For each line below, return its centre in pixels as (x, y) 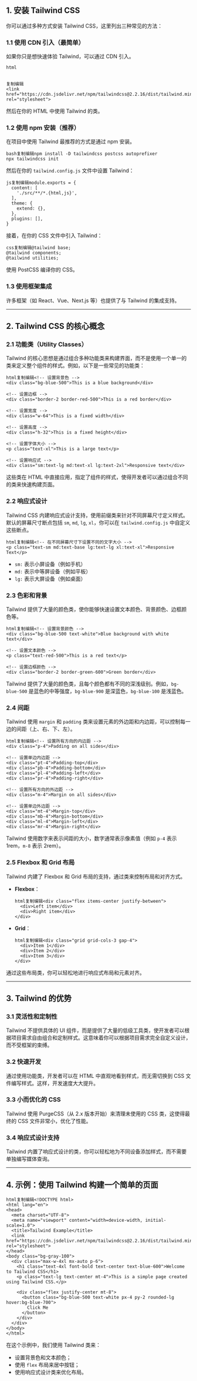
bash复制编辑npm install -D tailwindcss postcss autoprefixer (82, 154)
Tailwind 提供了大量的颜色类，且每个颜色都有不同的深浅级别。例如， (89, 684)
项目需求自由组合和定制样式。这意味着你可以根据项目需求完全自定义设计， (101, 1038)
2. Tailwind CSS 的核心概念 (55, 326)
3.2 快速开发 (24, 1062)
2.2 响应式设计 (27, 501)
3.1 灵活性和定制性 (32, 1016)
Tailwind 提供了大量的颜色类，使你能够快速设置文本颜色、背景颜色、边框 (94, 609)
